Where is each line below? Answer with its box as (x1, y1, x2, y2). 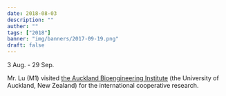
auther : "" (7, 23, 39, 29)
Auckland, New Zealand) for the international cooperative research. (7, 82, 199, 89)
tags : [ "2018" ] (7, 29, 51, 36)
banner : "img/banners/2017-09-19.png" (7, 36, 119, 43)
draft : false (7, 42, 45, 49)
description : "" (7, 16, 54, 23)
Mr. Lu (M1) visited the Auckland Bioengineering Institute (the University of (7, 74, 219, 82)
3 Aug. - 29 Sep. (7, 61, 55, 69)
